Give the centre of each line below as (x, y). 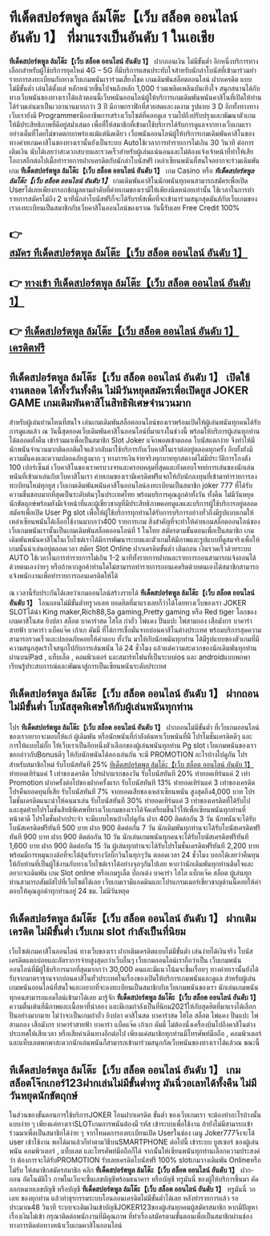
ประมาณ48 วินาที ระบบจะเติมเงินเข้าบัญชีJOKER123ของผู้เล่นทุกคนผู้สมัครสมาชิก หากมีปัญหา (134, 1207)
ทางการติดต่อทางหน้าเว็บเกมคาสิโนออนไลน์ (66, 1226)
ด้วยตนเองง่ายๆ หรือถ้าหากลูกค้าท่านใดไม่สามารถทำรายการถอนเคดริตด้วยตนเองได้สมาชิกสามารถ (134, 566)
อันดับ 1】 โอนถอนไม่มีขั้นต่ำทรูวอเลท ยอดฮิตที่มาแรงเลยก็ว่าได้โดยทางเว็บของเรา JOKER (128, 602)
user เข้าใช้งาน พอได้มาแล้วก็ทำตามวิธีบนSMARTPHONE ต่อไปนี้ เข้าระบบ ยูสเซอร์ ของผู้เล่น (134, 1142)
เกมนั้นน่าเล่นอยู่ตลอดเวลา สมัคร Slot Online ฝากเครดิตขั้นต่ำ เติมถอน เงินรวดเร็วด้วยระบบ (130, 549)
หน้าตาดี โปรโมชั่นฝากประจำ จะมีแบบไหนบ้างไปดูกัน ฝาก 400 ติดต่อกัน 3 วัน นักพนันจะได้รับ (133, 818)
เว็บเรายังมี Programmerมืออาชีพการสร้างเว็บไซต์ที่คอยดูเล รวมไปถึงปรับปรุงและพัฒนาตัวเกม (132, 115)
